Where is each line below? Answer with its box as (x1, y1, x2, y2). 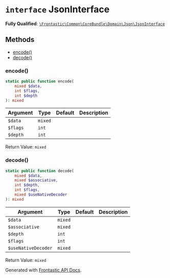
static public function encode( (5, 79, 74, 84)
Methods (5, 35, 35, 44)
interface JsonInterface (5, 4, 110, 15)
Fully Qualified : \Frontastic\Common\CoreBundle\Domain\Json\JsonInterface (5, 20, 165, 27)
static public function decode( (5, 168, 74, 174)
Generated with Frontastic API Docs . (5, 267, 82, 273)
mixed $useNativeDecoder (14, 192, 67, 198)
